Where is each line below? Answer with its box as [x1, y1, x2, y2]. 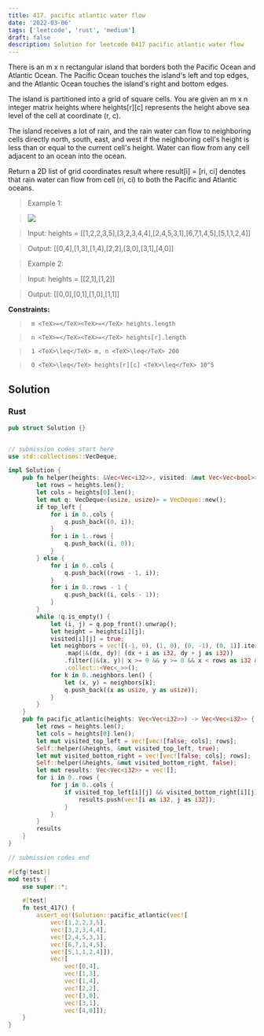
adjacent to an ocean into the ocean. [8, 151, 127, 161]
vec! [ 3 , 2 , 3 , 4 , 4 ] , [49, 926, 108, 934]
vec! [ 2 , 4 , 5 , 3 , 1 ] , [49, 933, 108, 941]
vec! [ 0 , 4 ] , [64, 963, 101, 971]
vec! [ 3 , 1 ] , [64, 999, 101, 1007]
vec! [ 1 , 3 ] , [64, 970, 101, 978]
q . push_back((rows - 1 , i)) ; [64, 569, 159, 577]
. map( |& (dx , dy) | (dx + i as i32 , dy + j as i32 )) [64, 650, 234, 658]
